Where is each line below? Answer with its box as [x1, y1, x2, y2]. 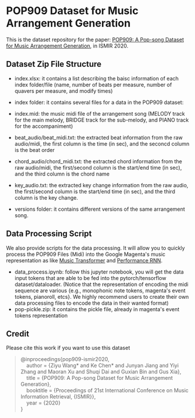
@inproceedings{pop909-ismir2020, [20, 356, 110, 363]
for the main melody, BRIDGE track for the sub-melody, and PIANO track [14, 116, 189, 123]
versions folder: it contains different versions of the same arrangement [14, 205, 186, 213]
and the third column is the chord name [14, 170, 110, 177]
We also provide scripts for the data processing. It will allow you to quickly [6, 244, 186, 251]
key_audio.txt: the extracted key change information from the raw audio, [14, 181, 189, 188]
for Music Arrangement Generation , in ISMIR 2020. [6, 42, 129, 49]
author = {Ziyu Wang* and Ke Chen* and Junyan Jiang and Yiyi [26, 362, 179, 369]
